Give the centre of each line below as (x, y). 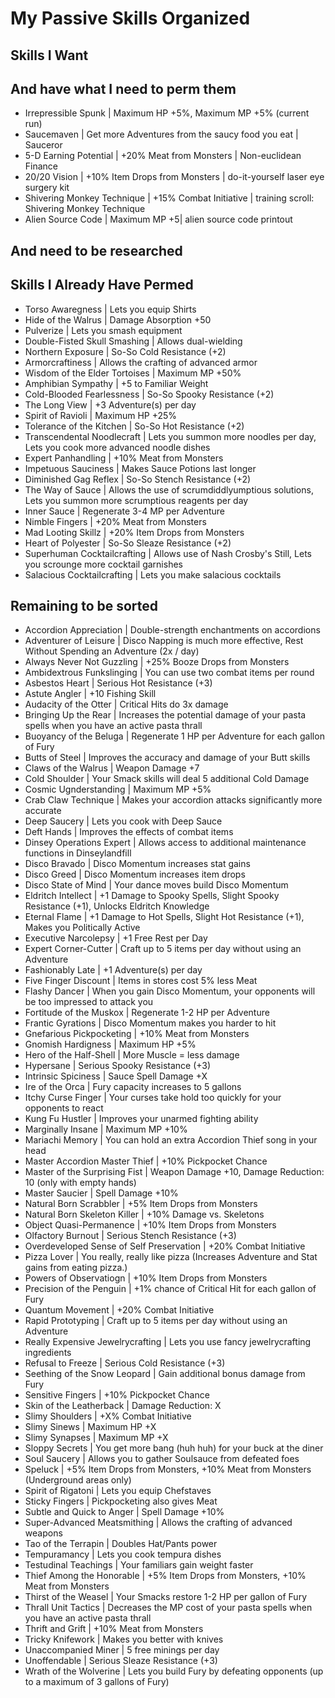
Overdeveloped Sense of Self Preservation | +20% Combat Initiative (165, 1246)
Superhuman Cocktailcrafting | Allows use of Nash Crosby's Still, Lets (168, 553)
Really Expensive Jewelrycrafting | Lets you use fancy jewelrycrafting (168, 1342)
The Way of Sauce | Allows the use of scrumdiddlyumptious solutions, (169, 489)
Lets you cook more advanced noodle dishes (117, 447)
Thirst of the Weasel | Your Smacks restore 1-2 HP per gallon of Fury (165, 1597)
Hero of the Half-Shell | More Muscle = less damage (132, 1055)
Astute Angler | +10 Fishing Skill (90, 694)
